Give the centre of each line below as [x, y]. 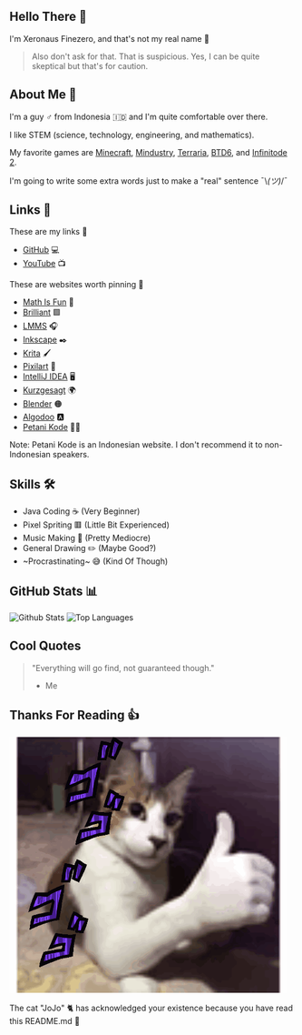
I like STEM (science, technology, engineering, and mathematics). [132, 135]
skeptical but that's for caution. [90, 65]
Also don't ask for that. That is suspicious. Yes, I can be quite [146, 56]
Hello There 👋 [49, 17]
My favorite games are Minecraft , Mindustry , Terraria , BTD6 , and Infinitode [148, 152]
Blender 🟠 [42, 404]
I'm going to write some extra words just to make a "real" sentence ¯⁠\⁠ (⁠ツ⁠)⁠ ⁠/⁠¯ [149, 181]
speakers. [71, 455]
